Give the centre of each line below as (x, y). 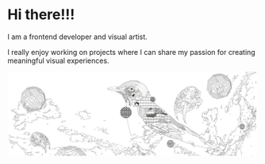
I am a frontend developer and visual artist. (77, 37)
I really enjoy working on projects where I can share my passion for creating (131, 52)
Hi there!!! (41, 15)
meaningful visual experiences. (58, 61)
